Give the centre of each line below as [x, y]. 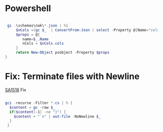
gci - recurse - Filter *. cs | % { [39, 103]
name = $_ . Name [36, 39]
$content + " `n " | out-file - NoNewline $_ [57, 117]
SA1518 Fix [16, 89]
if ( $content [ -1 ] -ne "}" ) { [38, 112]
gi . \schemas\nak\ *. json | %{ [38, 25]
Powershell [28, 8]
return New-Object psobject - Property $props [63, 53]
